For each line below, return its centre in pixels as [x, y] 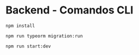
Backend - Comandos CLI [69, 10]
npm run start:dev [28, 46]
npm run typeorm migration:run [44, 36]
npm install [20, 26]
